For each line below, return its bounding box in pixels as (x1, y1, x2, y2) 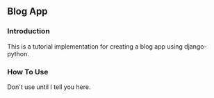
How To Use (7, 67, 49, 76)
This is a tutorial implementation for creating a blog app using (7, 42, 183, 51)
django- (183, 42, 207, 51)
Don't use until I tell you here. (7, 83, 92, 91)
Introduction (7, 26, 50, 36)
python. (7, 49, 29, 58)
